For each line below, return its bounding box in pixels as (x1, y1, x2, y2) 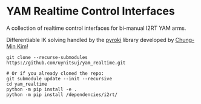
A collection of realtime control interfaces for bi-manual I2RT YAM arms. (6, 24, 186, 32)
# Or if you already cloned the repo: (6, 70, 104, 77)
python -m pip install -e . (6, 86, 77, 92)
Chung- (175, 36, 195, 43)
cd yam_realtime (6, 81, 47, 87)
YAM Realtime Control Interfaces (6, 4, 176, 18)
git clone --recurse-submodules (6, 54, 88, 60)
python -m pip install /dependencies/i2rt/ (6, 91, 118, 98)
